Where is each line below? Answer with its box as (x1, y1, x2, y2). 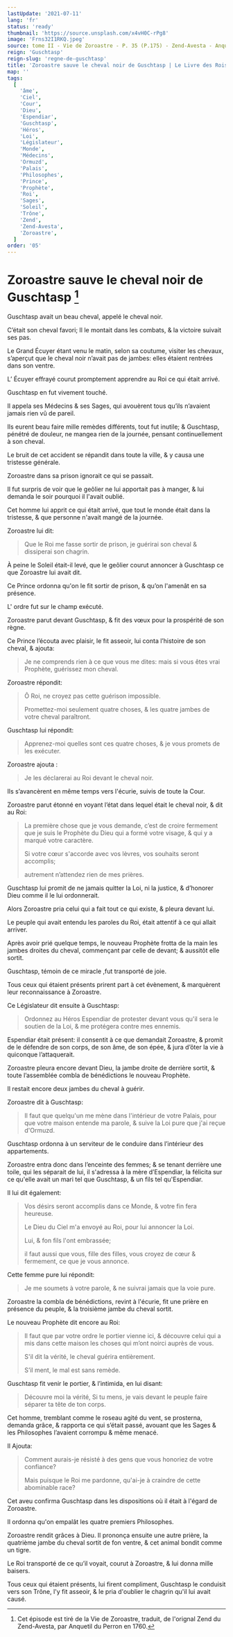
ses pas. (7, 334, 31, 342)
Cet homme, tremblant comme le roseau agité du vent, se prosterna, (7, 1414, 202, 1422)
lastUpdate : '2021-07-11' (7, 10, 82, 17)
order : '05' (7, 242, 42, 250)
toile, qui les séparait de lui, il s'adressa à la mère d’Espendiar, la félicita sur (7, 1168, 223, 1176)
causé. (7, 1595, 26, 1603)
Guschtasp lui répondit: (7, 726, 74, 735)
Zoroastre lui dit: (7, 526, 54, 535)
